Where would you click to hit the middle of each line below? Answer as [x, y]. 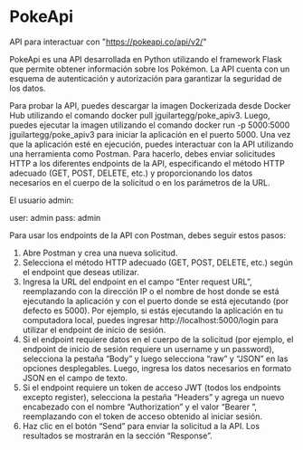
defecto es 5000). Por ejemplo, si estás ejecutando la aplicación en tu [152, 311]
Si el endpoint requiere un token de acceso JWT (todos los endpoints [151, 388]
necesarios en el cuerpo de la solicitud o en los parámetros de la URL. [140, 182]
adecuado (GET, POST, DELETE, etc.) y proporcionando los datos [131, 173]
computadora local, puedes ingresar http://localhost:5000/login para [150, 320]
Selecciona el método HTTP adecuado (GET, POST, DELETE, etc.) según [158, 262]
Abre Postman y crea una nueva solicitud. [100, 253]
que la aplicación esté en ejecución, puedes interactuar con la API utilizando [151, 144]
